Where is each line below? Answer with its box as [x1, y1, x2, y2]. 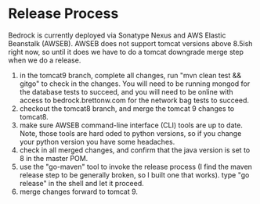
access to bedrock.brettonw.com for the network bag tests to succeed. [19, 95, 249, 105]
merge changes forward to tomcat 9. [19, 187, 139, 196]
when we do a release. [8, 55, 81, 65]
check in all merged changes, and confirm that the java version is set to [19, 145, 251, 155]
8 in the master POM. [19, 153, 88, 163]
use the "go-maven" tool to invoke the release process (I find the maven [19, 162, 253, 171]
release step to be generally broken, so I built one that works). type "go [19, 170, 250, 180]
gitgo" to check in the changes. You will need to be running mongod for [19, 79, 251, 88]
